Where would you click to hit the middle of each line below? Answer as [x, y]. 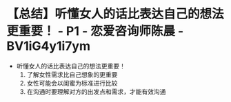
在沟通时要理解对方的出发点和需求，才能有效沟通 [96, 91]
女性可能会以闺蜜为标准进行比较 [72, 83]
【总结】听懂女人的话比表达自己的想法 [115, 14]
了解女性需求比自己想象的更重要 [72, 74]
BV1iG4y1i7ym [49, 46]
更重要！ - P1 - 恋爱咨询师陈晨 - [95, 31]
